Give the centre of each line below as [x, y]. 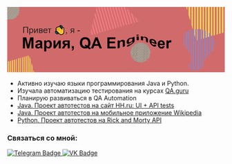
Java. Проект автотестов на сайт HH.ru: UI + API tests [96, 106]
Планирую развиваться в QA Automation [77, 98]
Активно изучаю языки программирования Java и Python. [103, 84]
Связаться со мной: [42, 138]
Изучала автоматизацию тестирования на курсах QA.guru [103, 91]
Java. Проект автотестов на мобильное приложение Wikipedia [109, 113]
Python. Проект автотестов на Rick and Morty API [89, 120]
